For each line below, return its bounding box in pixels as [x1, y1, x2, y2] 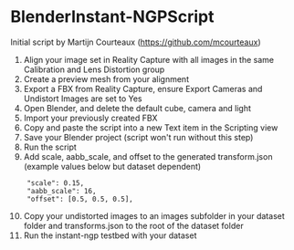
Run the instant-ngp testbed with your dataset [23, 230, 197, 241]
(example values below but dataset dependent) [23, 161, 202, 172]
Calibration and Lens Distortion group [23, 64, 165, 75]
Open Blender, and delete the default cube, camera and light [23, 102, 252, 113]
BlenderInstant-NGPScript [10, 6, 215, 27]
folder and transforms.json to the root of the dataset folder [23, 220, 245, 231]
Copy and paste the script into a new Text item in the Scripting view [23, 121, 278, 133]
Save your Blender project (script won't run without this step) [23, 131, 254, 142]
